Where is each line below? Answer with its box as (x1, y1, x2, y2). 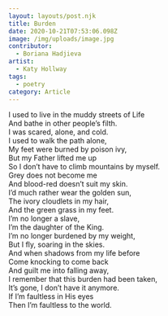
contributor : (8, 42, 53, 50)
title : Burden (8, 20, 57, 28)
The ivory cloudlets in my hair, (8, 196, 110, 206)
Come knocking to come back (8, 257, 109, 267)
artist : (8, 58, 35, 66)
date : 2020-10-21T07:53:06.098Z (8, 27, 118, 35)
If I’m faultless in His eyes (8, 292, 94, 301)
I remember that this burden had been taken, (8, 274, 158, 284)
